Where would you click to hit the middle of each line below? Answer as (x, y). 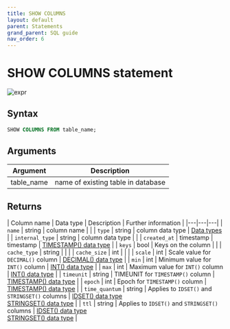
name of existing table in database (110, 182)
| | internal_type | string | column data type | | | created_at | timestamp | (110, 237)
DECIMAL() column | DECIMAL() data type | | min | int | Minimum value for (109, 259)
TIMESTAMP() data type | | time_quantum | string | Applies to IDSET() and (110, 289)
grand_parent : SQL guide (43, 33)
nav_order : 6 (26, 39)
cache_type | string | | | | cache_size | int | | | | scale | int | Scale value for (109, 253)
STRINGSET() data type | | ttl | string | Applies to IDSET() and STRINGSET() (113, 304)
